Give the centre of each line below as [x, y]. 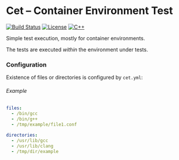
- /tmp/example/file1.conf [44, 125]
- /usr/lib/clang [32, 146]
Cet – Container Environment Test [89, 11]
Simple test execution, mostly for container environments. [75, 38]
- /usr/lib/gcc [30, 140]
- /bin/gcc [25, 114]
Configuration [26, 64]
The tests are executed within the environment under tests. [77, 49]
